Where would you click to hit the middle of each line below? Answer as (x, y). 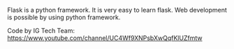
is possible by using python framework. (64, 17)
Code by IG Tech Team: (41, 31)
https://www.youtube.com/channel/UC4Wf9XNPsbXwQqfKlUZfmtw (105, 38)
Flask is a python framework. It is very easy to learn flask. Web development (117, 10)
